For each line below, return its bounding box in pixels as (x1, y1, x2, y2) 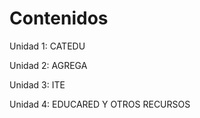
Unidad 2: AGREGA (9, 59, 88, 71)
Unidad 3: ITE (9, 78, 66, 91)
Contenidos (9, 7, 109, 30)
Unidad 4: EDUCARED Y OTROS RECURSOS (9, 98, 191, 110)
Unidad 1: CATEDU (9, 40, 86, 52)
